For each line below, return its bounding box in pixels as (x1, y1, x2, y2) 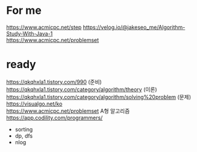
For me (6, 4, 42, 17)
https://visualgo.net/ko (6, 100, 63, 107)
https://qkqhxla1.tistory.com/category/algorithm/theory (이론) (6, 86, 158, 93)
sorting (14, 125, 33, 133)
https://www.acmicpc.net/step (6, 24, 82, 31)
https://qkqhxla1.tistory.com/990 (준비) (6, 78, 102, 85)
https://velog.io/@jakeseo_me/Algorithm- (83, 24, 186, 31)
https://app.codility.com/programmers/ (6, 114, 103, 121)
